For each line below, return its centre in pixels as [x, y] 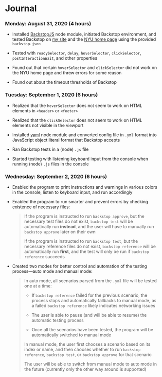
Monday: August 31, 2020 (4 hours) [48, 24]
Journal [21, 9]
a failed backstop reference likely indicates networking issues [93, 306]
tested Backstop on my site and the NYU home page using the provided [84, 39]
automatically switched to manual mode [71, 335]
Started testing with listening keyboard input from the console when [80, 159]
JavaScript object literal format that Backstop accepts [66, 140]
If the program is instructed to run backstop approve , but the [84, 216]
